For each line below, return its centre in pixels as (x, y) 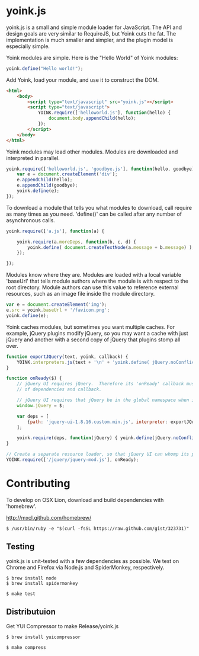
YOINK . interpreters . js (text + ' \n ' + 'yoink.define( (83, 362)
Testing (20, 547)
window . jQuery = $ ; (41, 405)
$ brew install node (32, 578)
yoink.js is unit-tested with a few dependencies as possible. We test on (93, 561)
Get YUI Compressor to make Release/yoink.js (62, 626)
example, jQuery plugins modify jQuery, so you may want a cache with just (97, 333)
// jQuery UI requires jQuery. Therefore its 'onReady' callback (100, 384)
